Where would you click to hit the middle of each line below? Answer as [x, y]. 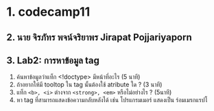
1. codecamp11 [48, 12]
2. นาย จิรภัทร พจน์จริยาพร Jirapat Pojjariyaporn [99, 37]
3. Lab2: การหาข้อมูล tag [53, 60]
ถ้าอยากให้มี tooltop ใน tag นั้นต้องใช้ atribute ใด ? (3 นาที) [89, 85]
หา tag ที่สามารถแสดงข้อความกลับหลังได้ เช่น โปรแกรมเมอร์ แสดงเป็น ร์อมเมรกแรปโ [112, 100]
